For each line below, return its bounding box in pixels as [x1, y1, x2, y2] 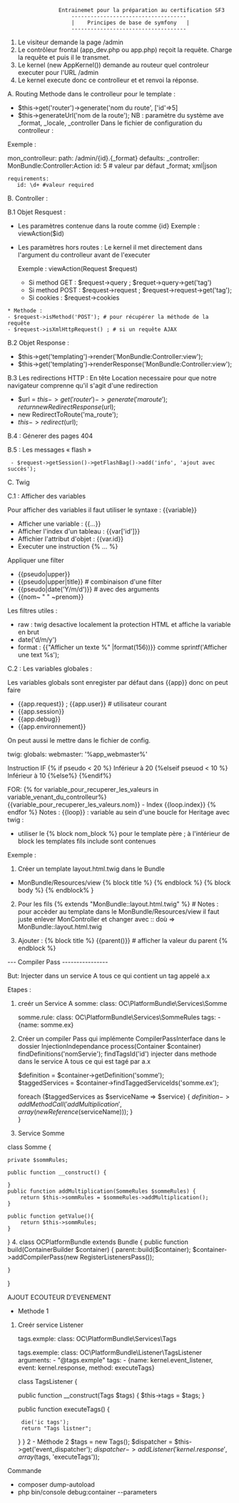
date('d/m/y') [17, 636, 57, 643]
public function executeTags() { [17, 1405, 111, 1413]
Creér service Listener [17, 1320, 83, 1329]
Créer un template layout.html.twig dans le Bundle [17, 865, 166, 873]
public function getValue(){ [7, 1213, 94, 1220]
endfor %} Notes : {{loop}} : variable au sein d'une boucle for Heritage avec [7, 808, 230, 816]
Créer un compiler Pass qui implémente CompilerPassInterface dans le [17, 1034, 226, 1043]
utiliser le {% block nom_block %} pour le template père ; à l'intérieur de [17, 830, 230, 837]
